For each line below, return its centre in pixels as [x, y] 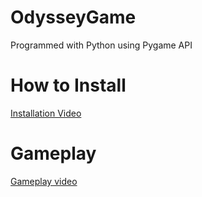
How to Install [68, 85]
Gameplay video [44, 181]
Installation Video [46, 113]
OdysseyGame [73, 17]
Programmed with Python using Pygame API [101, 45]
